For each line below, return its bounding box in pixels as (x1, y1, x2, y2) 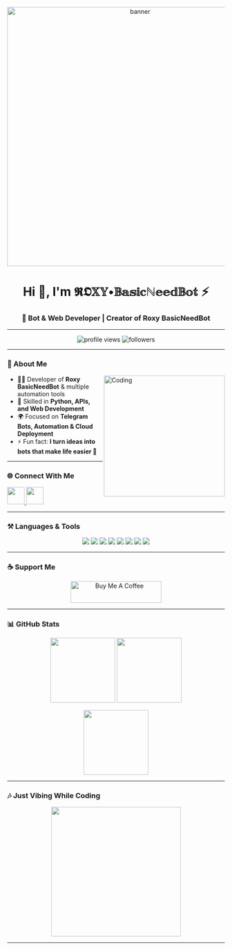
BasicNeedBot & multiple (17, 382, 90, 391)
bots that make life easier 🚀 (17, 447, 97, 456)
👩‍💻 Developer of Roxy (17, 375, 81, 383)
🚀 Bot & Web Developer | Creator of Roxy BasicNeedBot (21, 313, 211, 323)
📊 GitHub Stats (7, 619, 60, 628)
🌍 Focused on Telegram (17, 412, 88, 420)
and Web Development (17, 404, 84, 413)
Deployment (17, 429, 54, 438)
